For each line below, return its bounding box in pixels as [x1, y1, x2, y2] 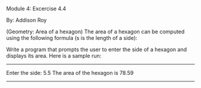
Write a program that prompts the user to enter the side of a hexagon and [6, 46, 187, 53]
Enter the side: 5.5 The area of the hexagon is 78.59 [6, 70, 134, 76]
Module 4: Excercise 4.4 [6, 5, 66, 12]
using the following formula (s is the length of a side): [6, 34, 138, 41]
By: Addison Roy [6, 17, 47, 23]
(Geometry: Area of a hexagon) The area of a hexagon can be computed [6, 28, 185, 35]
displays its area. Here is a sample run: [6, 52, 102, 59]
